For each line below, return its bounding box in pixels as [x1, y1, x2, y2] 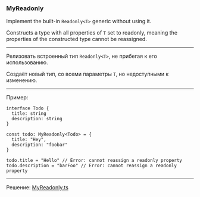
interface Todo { [6, 105, 49, 111]
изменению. [6, 77, 37, 84]
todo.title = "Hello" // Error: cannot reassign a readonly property [6, 158, 183, 164]
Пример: [6, 94, 29, 101]
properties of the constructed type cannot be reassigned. [6, 36, 147, 43]
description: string [11, 116, 62, 122]
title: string [11, 111, 46, 117]
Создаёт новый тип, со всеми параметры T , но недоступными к [6, 70, 169, 78]
